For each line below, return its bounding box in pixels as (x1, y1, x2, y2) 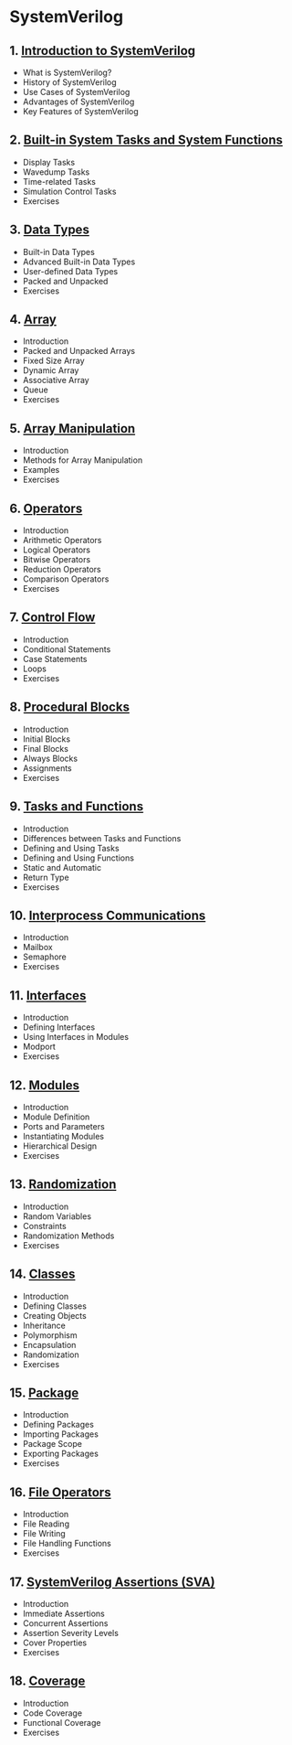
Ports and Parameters (22, 1120, 105, 1131)
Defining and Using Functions (22, 852, 135, 863)
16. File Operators (9, 1484, 111, 1500)
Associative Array (22, 375, 89, 386)
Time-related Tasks (22, 176, 96, 187)
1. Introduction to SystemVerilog (9, 43, 196, 59)
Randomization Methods (22, 1230, 115, 1241)
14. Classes (9, 1267, 76, 1282)
